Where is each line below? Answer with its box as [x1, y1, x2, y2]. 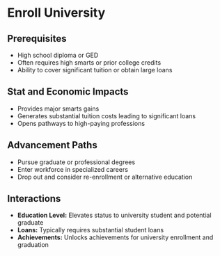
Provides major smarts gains [17, 104, 100, 113]
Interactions [7, 193, 61, 205]
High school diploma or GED [17, 51, 99, 59]
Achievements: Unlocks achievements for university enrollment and [17, 233, 214, 241]
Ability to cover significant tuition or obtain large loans [17, 66, 173, 74]
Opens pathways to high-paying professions [17, 119, 145, 127]
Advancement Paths [7, 139, 97, 151]
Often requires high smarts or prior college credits [17, 58, 162, 67]
